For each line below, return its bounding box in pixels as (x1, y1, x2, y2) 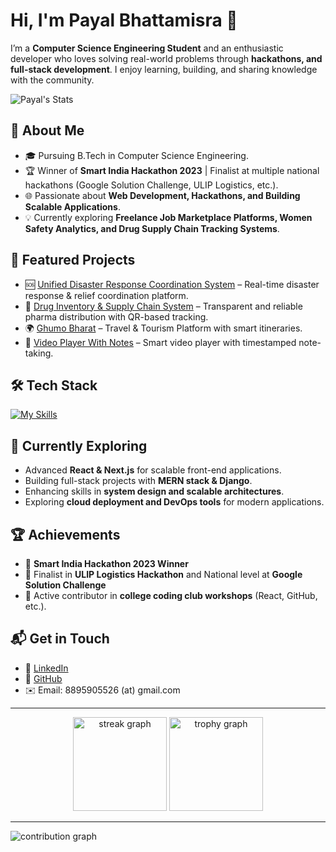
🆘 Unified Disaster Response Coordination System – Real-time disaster (24, 278, 320, 290)
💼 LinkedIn (24, 662, 69, 674)
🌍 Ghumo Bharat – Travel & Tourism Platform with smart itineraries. (24, 322, 303, 334)
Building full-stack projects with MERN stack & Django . (24, 475, 253, 487)
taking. (24, 347, 54, 359)
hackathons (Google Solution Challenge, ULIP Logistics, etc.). (24, 179, 279, 191)
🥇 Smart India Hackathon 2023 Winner (24, 558, 189, 569)
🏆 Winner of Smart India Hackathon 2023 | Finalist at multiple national (24, 164, 320, 176)
